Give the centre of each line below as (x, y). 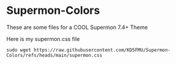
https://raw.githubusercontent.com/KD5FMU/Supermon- (102, 50)
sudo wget (19, 50)
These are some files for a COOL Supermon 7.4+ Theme (77, 27)
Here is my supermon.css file (43, 39)
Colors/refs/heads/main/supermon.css (54, 55)
